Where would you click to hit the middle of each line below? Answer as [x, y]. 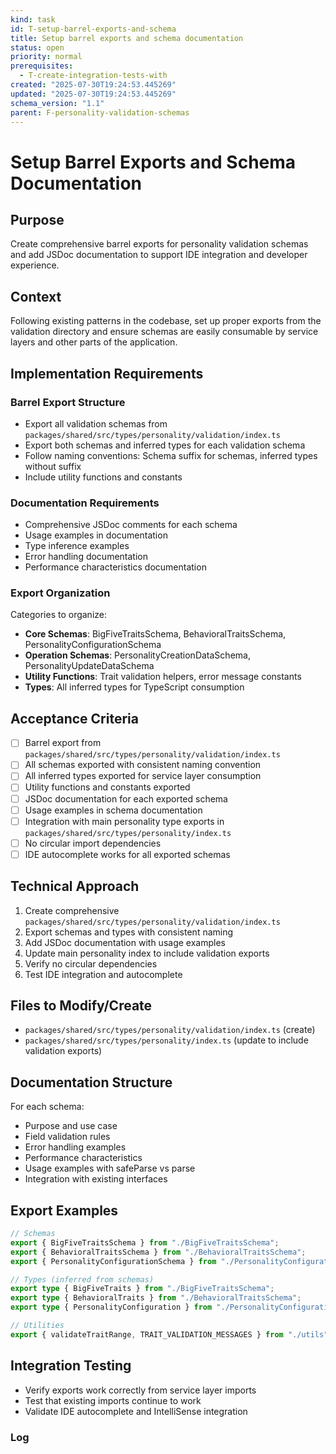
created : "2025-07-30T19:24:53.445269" [93, 85]
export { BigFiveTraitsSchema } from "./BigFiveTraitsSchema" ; [145, 1242]
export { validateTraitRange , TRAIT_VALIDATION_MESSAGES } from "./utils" [169, 1334]
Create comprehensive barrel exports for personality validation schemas [159, 244]
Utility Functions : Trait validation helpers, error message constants [163, 677]
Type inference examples [77, 546]
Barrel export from [63, 743]
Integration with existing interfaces [96, 1179]
